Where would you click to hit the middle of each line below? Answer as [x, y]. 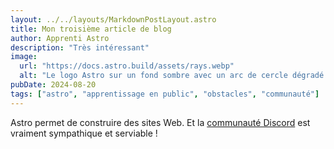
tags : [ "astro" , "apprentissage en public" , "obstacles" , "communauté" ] [165, 94]
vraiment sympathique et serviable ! [84, 133]
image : [24, 57]
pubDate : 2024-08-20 [53, 85]
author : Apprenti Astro [60, 38]
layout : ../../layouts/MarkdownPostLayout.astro [113, 19]
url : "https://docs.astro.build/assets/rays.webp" [127, 66]
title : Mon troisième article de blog [91, 29]
